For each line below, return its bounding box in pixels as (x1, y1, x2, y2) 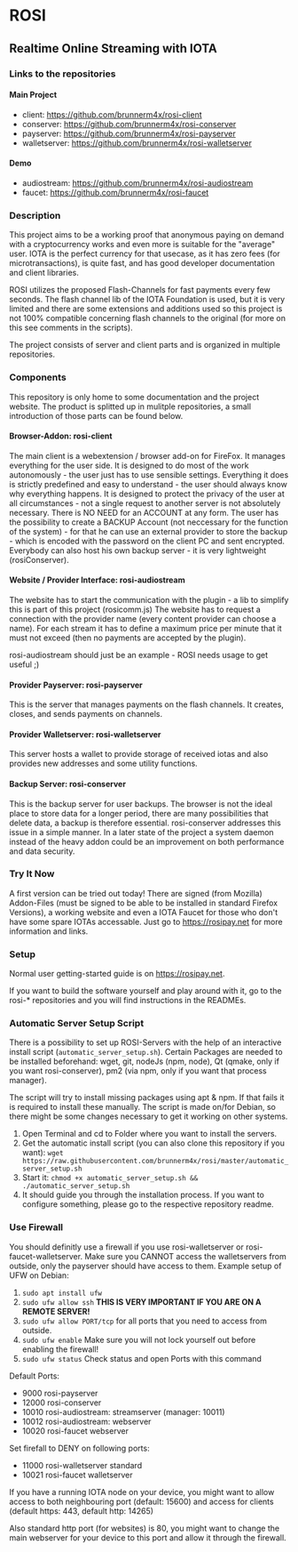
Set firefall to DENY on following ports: (9, 1443, 150, 1453)
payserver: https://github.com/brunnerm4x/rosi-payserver (21, 128, 237, 139)
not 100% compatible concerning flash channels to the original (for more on (9, 313, 286, 324)
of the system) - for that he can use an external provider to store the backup (9, 526, 288, 536)
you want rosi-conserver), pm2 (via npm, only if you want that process (9, 1065, 268, 1076)
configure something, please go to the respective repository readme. (21, 1199, 274, 1210)
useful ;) (9, 659, 40, 670)
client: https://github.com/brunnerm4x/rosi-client (21, 109, 202, 120)
